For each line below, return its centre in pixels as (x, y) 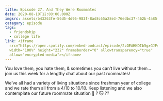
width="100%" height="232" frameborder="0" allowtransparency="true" (81, 50)
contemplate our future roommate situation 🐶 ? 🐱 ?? (57, 93)
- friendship (23, 32)
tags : (10, 28)
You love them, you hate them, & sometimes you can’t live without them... (78, 68)
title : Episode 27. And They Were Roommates (51, 9)
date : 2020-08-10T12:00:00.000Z (38, 14)
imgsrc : (13, 18)
